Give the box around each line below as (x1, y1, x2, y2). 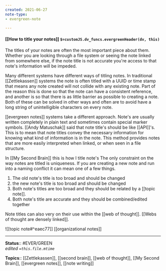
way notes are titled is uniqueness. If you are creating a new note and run (5, 160, 155, 166)
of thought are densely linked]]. (5, 216, 69, 222)
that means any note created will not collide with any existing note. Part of (5, 83, 156, 89)
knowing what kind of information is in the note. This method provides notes (5, 135, 160, 141)
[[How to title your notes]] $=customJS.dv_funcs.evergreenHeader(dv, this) (5, 36, 160, 42)
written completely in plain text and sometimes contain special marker (5, 119, 148, 125)
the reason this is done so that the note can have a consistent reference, (5, 88, 153, 94)
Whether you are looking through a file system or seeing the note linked (5, 53, 151, 58)
